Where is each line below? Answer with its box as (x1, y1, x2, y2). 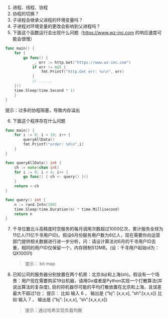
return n (14, 211, 33, 216)
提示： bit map (25, 261, 55, 267)
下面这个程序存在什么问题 (12, 118, 66, 124)
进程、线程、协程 (12, 5, 48, 10)
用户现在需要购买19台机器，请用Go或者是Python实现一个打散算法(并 (21, 278, 162, 284)
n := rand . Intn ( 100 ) (14, 202, 57, 207)
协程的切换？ (12, 11, 39, 17)
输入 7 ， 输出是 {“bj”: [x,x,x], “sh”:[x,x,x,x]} (18, 296, 108, 303)
